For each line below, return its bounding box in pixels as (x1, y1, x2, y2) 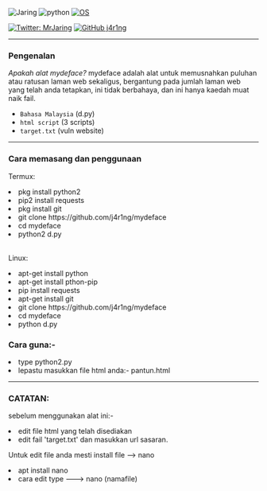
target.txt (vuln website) (19, 126, 105, 135)
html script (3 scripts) (19, 118, 95, 127)
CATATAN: (8, 392, 50, 403)
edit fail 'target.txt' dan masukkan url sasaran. (18, 434, 168, 445)
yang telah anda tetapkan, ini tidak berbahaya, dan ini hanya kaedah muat (8, 85, 250, 95)
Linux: (8, 253, 29, 263)
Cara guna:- (8, 339, 56, 350)
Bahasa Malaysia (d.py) (19, 109, 95, 119)
